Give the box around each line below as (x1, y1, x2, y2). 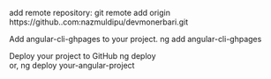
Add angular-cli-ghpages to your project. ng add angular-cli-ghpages (9, 34, 262, 44)
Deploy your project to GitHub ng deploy (9, 51, 156, 61)
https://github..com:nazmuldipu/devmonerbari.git (9, 17, 189, 27)
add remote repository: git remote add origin (9, 8, 170, 18)
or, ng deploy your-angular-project (9, 61, 135, 70)
